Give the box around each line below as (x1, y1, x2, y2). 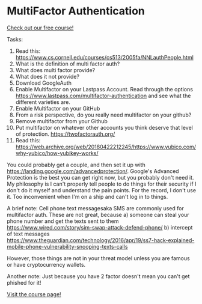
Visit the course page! (7, 290, 62, 298)
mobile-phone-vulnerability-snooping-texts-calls (7, 243, 128, 250)
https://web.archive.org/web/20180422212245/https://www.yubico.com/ (15, 143, 196, 150)
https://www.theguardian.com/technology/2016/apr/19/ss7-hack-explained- (7, 236, 195, 244)
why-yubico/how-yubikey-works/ (15, 149, 99, 157)
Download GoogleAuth (15, 79, 72, 87)
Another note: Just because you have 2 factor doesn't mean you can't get (7, 272, 190, 280)
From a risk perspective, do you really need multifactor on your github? (15, 111, 192, 118)
